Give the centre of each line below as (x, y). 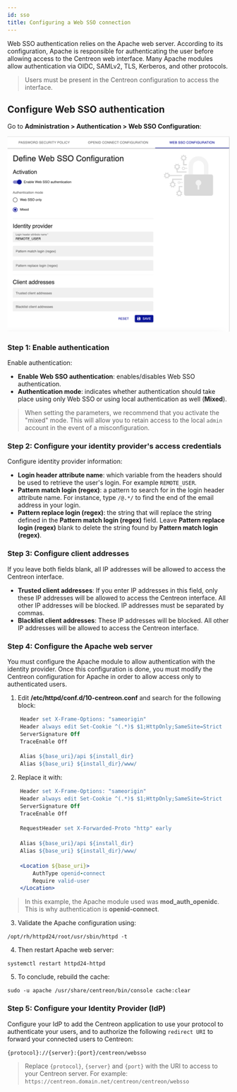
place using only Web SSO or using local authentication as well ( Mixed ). (122, 399)
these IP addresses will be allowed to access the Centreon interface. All (121, 598)
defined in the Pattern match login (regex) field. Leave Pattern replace (121, 521)
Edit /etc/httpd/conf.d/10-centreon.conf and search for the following (119, 697)
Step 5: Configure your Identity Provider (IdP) (86, 1009)
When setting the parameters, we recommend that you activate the (122, 413)
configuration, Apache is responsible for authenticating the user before (110, 51)
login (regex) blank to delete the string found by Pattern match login (118, 528)
